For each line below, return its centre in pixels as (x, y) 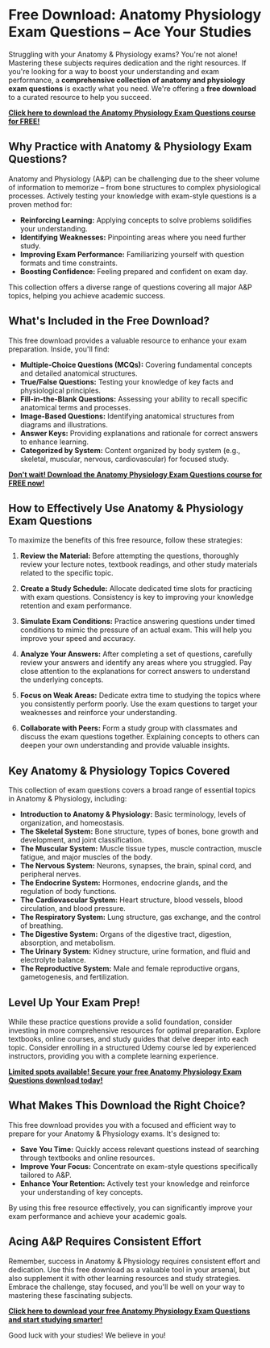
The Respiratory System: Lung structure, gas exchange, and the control (140, 917)
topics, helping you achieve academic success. (87, 295)
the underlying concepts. (62, 680)
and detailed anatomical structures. (79, 373)
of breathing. (42, 926)
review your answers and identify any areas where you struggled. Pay (136, 663)
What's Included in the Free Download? (109, 321)
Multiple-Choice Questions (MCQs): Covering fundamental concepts (136, 364)
